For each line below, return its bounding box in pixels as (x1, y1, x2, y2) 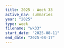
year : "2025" (5, 16, 33, 21)
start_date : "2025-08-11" (5, 30, 59, 35)
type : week (5, 21, 28, 26)
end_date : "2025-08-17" (5, 35, 55, 40)
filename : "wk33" (5, 26, 42, 31)
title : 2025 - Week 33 (5, 7, 53, 12)
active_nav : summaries (5, 12, 53, 17)
